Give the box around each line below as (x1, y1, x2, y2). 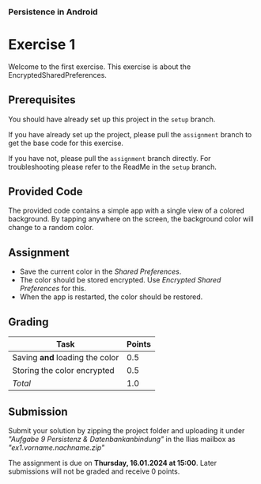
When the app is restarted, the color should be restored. (19, 292, 203, 302)
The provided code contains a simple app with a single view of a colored (8, 206, 245, 216)
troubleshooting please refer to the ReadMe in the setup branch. (8, 162, 217, 171)
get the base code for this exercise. (8, 138, 124, 148)
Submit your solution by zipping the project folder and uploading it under (8, 425, 245, 435)
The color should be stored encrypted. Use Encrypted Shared (19, 275, 221, 285)
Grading (8, 315, 49, 328)
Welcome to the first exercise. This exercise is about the (8, 62, 191, 71)
